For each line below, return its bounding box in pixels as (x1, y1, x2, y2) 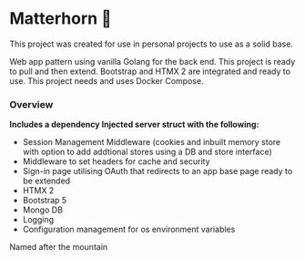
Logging (22, 214, 55, 225)
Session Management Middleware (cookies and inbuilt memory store (22, 137, 281, 148)
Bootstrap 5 (22, 195, 67, 206)
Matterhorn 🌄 (9, 8, 112, 29)
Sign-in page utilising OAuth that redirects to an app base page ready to (22, 166, 293, 177)
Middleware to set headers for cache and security (22, 156, 211, 167)
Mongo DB (22, 204, 64, 215)
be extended (22, 175, 71, 186)
